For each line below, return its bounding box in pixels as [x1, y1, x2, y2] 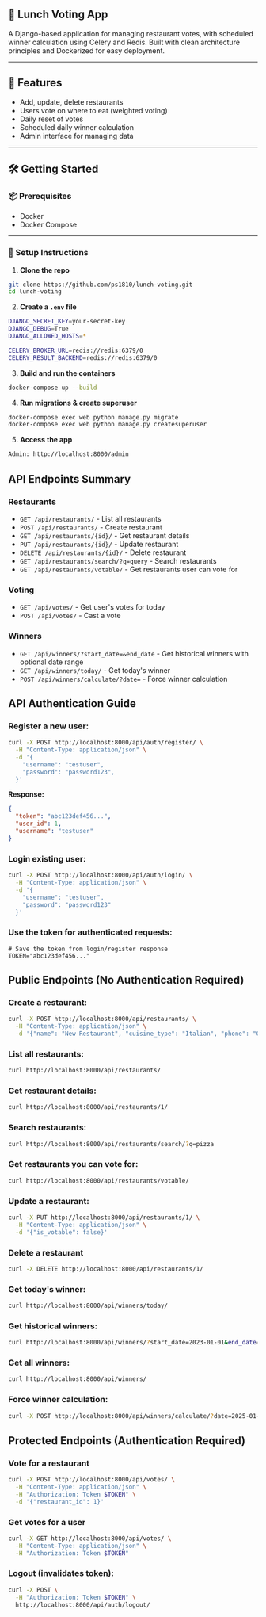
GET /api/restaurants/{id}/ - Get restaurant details [19, 530, 190, 540]
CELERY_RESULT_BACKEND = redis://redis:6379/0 [8, 354, 158, 361]
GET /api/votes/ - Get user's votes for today [19, 602, 165, 612]
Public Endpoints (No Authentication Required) [8, 973, 245, 987]
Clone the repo [19, 265, 70, 274]
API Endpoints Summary [8, 472, 131, 486]
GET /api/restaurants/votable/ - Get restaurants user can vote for [19, 564, 238, 574]
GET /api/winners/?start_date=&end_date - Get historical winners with [19, 648, 249, 658]
